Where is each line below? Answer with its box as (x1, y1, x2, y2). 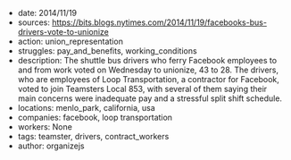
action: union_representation (17, 36, 123, 46)
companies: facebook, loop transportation (17, 112, 172, 122)
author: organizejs (17, 140, 85, 151)
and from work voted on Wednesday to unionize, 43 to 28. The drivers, (17, 64, 279, 75)
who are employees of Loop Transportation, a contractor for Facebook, (17, 74, 279, 84)
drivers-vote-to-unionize (17, 27, 110, 37)
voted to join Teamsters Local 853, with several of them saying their (17, 84, 268, 94)
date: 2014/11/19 (17, 8, 78, 18)
